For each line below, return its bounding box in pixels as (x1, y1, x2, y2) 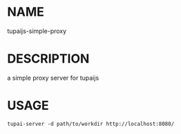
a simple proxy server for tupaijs (7, 74, 99, 82)
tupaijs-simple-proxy (7, 27, 67, 35)
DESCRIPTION (7, 51, 90, 67)
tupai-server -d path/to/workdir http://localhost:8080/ (7, 120, 175, 127)
